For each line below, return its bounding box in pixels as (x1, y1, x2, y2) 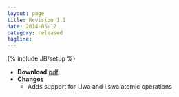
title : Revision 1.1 (7, 17, 67, 23)
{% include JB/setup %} (7, 54, 76, 63)
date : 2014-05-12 (7, 23, 57, 30)
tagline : (7, 36, 32, 43)
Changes (17, 75, 44, 83)
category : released (7, 29, 63, 36)
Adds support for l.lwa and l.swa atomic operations (27, 83, 172, 91)
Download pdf (17, 68, 59, 76)
